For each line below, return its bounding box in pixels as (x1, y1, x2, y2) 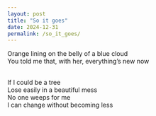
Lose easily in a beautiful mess (7, 86, 98, 94)
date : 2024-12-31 (7, 23, 59, 30)
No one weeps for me (7, 93, 71, 102)
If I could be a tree (7, 79, 61, 87)
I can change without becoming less (7, 100, 113, 110)
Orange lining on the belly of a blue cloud (7, 50, 128, 58)
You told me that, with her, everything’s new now (7, 57, 150, 66)
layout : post (7, 10, 46, 18)
